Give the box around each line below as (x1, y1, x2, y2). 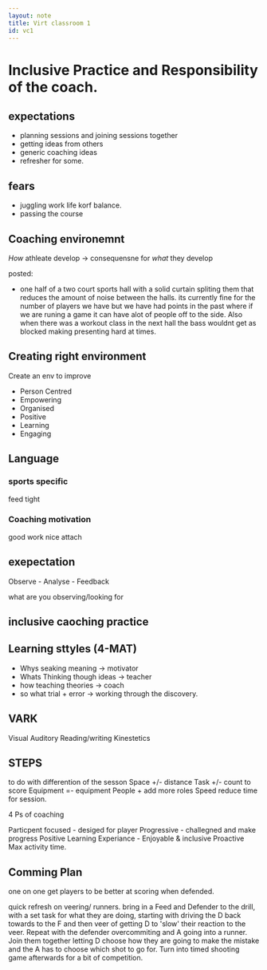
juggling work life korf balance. (19, 200, 122, 210)
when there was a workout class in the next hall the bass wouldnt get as (19, 319, 257, 327)
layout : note (8, 11, 52, 20)
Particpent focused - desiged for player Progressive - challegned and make (8, 825, 257, 835)
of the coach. (8, 77, 98, 96)
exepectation (8, 556, 76, 569)
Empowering (19, 394, 62, 404)
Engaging (19, 429, 52, 438)
